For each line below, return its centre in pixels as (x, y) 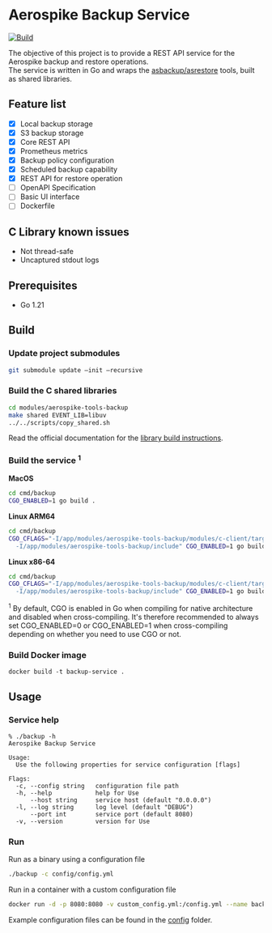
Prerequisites (43, 285)
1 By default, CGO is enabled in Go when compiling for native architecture (131, 607)
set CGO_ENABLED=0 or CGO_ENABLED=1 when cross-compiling (118, 626)
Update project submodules (64, 354)
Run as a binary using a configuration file (77, 859)
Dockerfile (37, 206)
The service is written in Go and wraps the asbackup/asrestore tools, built (132, 70)
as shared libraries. (40, 78)
